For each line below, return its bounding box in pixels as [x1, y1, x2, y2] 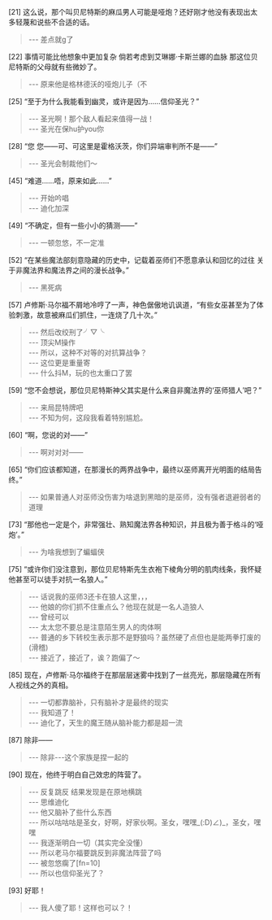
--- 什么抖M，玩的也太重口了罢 [28, 368, 132, 377]
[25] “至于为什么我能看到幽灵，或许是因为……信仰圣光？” [8, 97, 200, 106]
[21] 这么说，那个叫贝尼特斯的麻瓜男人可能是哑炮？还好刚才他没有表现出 [8, 7, 251, 16]
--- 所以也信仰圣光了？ [28, 869, 106, 878]
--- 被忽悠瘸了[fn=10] [28, 858, 101, 868]
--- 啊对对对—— [28, 447, 84, 457]
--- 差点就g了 [28, 35, 74, 44]
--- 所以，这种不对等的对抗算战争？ [28, 348, 148, 357]
